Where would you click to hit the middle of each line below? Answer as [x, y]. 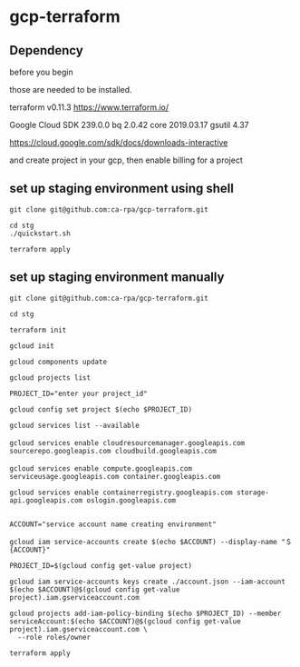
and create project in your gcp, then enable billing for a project [126, 160]
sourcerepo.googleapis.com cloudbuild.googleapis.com [113, 451]
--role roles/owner [54, 637]
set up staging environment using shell [121, 189]
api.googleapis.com [46, 500]
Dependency [46, 50]
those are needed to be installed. [71, 90]
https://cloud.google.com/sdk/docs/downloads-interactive [119, 142]
